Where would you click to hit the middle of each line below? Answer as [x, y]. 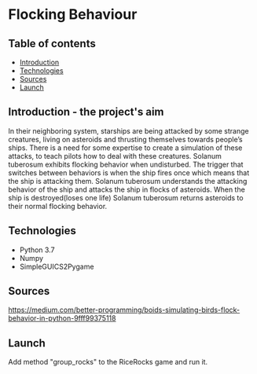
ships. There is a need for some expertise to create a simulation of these [125, 148]
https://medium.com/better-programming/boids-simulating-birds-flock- [124, 310]
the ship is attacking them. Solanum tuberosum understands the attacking [128, 181]
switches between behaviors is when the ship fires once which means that [129, 172]
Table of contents [52, 44]
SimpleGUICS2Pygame [57, 266]
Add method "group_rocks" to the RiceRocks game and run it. [108, 362]
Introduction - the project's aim [86, 112]
